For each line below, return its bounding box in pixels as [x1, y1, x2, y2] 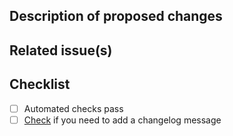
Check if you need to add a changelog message [23, 114, 222, 126]
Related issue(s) [9, 42, 113, 59]
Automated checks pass [23, 102, 124, 114]
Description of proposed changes [9, 8, 223, 25]
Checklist [9, 76, 71, 93]
